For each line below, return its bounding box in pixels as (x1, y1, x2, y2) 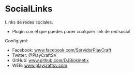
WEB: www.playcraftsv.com (12, 62, 68, 68)
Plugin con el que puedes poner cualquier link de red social (12, 28, 131, 34)
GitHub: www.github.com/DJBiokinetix (12, 57, 89, 63)
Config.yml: (5, 37, 28, 44)
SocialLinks (5, 3, 53, 14)
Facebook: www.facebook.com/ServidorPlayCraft (12, 47, 111, 53)
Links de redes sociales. (5, 19, 53, 25)
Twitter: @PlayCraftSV (12, 52, 57, 58)
